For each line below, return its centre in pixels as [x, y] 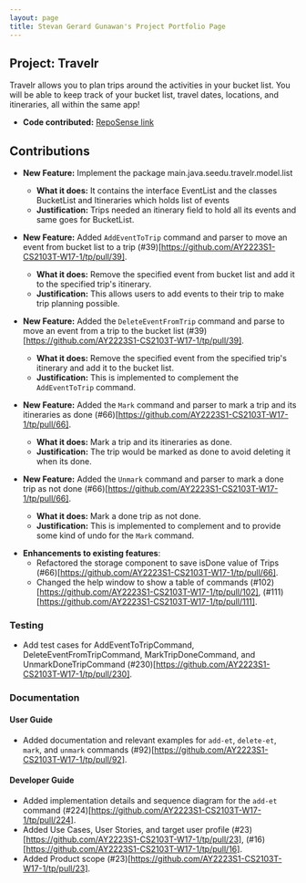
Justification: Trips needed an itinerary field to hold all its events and [166, 210]
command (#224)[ [57, 810]
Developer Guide [42, 780]
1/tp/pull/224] [48, 820]
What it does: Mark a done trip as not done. [119, 516]
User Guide [31, 719]
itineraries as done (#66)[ [71, 415]
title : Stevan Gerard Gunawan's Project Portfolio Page [117, 26]
